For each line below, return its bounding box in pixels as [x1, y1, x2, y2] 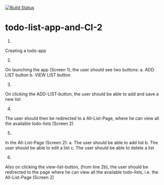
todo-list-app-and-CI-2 [5, 22, 103, 33]
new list [5, 96, 21, 102]
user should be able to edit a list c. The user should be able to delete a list [5, 145, 155, 151]
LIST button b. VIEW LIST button [5, 72, 71, 78]
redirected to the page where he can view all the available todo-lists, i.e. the [5, 169, 159, 175]
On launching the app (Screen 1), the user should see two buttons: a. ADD [5, 66, 155, 72]
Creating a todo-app [5, 47, 47, 54]
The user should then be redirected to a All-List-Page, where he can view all [5, 115, 160, 121]
